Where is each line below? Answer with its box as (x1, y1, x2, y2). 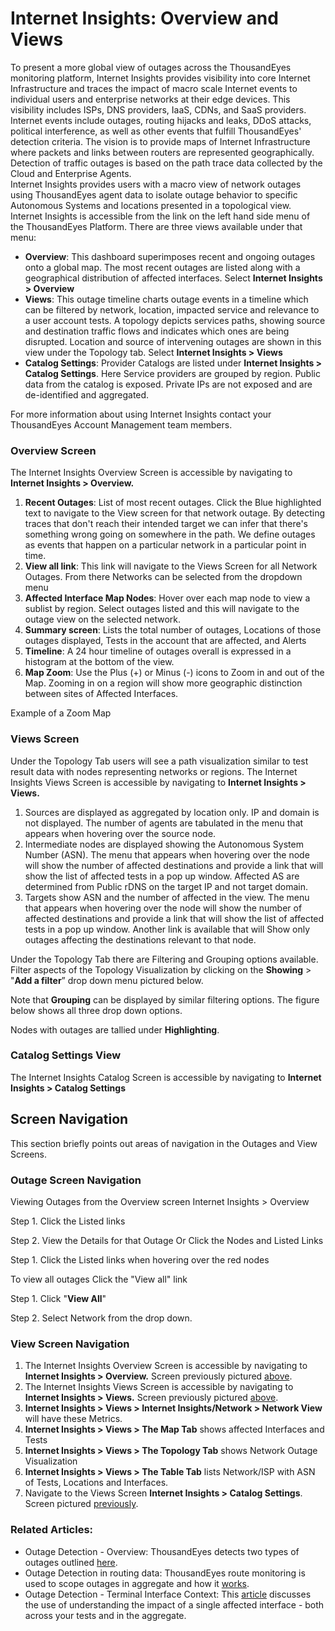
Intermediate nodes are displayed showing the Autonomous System (24, 838, 304, 850)
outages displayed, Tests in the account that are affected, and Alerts (24, 635, 307, 647)
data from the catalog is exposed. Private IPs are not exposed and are (24, 378, 313, 390)
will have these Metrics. (24, 1413, 123, 1425)
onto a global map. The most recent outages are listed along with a (24, 261, 301, 273)
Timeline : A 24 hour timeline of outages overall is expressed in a (24, 645, 292, 657)
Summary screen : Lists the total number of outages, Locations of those (24, 624, 322, 636)
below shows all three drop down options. (10, 1004, 183, 1016)
